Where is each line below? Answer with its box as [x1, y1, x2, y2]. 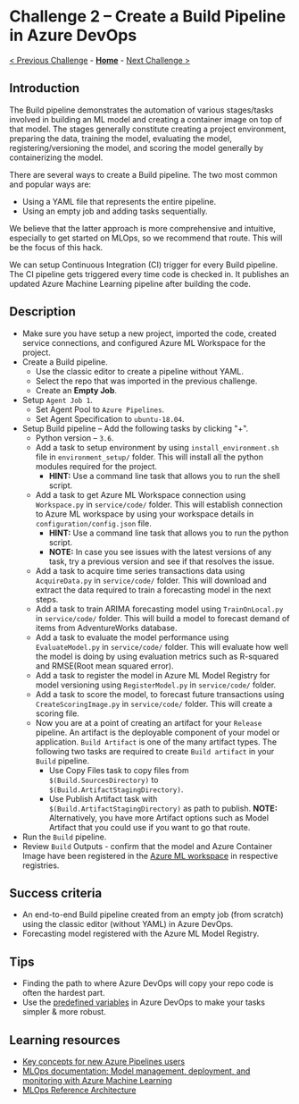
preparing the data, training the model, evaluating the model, [9, 132, 232, 144]
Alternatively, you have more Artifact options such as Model [48, 812, 270, 823]
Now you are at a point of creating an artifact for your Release [35, 717, 262, 728]
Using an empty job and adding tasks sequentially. [21, 206, 208, 216]
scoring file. [35, 708, 80, 719]
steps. [35, 594, 59, 604]
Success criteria [9, 885, 103, 900]
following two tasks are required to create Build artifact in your [35, 746, 275, 756]
